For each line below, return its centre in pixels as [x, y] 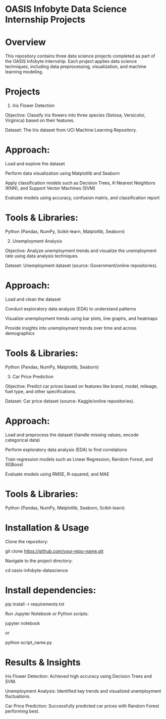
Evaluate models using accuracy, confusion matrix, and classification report [83, 198]
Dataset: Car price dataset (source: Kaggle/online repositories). [70, 401]
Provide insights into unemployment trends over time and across [71, 328]
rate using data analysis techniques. [42, 256]
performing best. [22, 711]
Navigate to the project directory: [39, 561]
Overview [26, 42]
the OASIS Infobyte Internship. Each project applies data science [71, 61]
